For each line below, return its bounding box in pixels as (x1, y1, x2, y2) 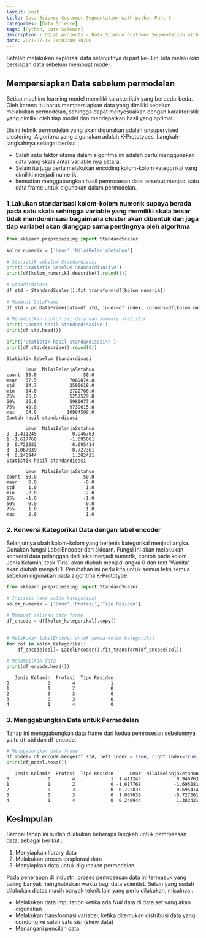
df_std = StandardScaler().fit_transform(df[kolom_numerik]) (6, 287, 166, 293)
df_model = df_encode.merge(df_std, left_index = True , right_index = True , (6, 754, 199, 760)
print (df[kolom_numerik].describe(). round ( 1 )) (6, 271, 128, 277)
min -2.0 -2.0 (6, 490, 95, 496)
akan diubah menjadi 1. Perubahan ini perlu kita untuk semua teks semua (6, 565, 190, 572)
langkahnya (6, 139, 36, 147)
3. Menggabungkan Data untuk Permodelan (6, 715, 139, 724)
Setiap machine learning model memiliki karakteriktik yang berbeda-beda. (6, 94, 193, 102)
